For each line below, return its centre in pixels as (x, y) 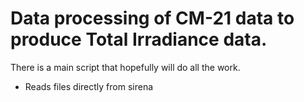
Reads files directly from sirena (89, 86)
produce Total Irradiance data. (139, 39)
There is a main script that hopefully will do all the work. (125, 67)
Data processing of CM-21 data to (152, 18)
